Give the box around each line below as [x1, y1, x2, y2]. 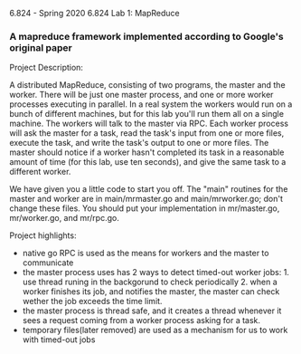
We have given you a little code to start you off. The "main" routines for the [9, 184, 288, 195]
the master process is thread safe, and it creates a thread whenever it [22, 305, 282, 316]
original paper [9, 41, 72, 53]
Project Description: [9, 62, 84, 73]
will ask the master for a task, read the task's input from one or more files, [9, 128, 285, 139]
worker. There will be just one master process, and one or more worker [9, 90, 274, 100]
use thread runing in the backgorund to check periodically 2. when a [22, 276, 277, 288]
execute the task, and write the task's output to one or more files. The [9, 138, 269, 148]
